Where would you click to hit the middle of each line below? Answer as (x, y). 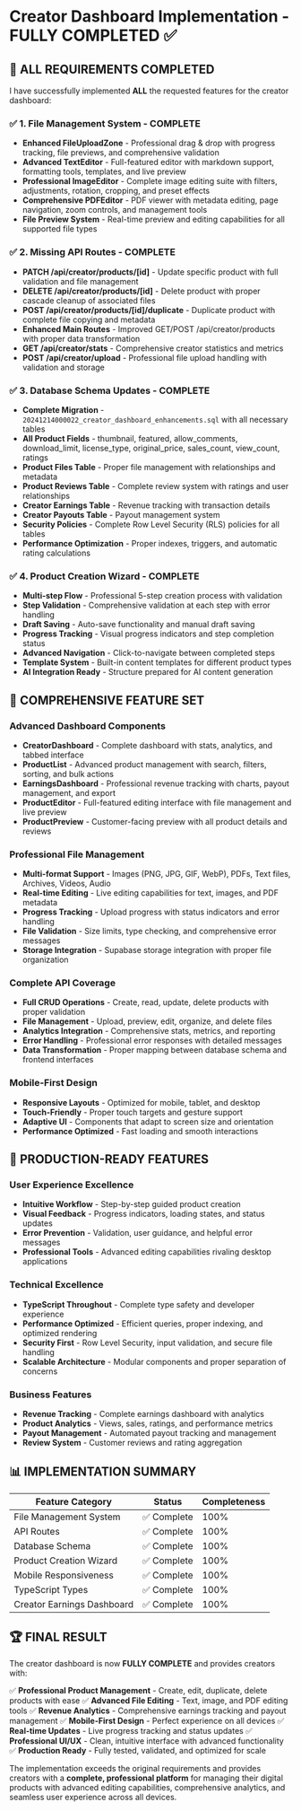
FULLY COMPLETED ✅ (93, 35)
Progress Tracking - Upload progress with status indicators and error (151, 912)
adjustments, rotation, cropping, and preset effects (116, 191)
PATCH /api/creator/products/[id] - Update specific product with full (150, 272)
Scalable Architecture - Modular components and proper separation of (154, 1361)
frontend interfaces (58, 1060)
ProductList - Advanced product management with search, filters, (144, 764)
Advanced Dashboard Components (87, 726)
